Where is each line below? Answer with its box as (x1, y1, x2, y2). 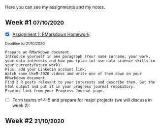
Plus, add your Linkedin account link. (5, 67, 87, 72)
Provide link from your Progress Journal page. (5, 88, 105, 93)
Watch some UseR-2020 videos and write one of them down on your (5, 71, 142, 76)
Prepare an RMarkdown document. (5, 50, 71, 54)
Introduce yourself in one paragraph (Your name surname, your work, (5, 54, 151, 59)
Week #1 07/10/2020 (5, 18, 64, 26)
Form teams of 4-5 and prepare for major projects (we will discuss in (12, 97, 152, 103)
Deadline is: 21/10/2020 (5, 41, 45, 46)
